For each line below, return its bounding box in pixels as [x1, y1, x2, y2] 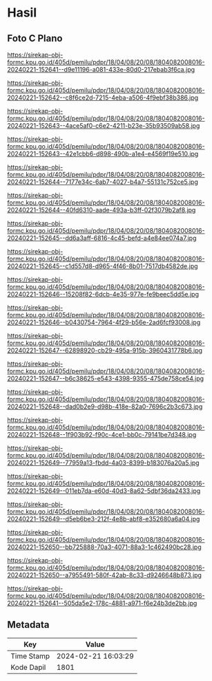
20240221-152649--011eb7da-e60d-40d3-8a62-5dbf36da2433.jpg [7, 487, 201, 495]
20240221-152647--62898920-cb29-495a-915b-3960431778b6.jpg [7, 346, 202, 354]
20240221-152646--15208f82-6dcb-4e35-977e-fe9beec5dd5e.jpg [7, 290, 199, 298]
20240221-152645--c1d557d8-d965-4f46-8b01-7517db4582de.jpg [7, 262, 198, 270]
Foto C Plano [7, 32, 63, 44]
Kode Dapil [10, 662, 46, 672]
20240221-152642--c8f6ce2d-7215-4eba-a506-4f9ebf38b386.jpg [7, 93, 199, 102]
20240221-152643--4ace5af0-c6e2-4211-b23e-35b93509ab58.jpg [7, 122, 200, 129]
